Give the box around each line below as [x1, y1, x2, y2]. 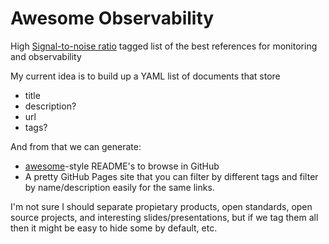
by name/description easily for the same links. [24, 181, 215, 193]
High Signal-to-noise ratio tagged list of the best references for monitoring [10, 40, 318, 52]
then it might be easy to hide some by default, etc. [10, 222, 218, 234]
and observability [10, 50, 82, 62]
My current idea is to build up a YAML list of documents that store [10, 70, 281, 82]
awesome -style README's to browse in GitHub [24, 160, 220, 172]
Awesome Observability [10, 7, 215, 30]
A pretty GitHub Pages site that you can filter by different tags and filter [24, 170, 319, 182]
